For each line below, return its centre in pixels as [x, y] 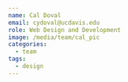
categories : [27, 45]
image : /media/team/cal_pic [54, 37]
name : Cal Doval [35, 15]
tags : [17, 59]
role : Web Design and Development [65, 30]
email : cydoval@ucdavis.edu [54, 23]
